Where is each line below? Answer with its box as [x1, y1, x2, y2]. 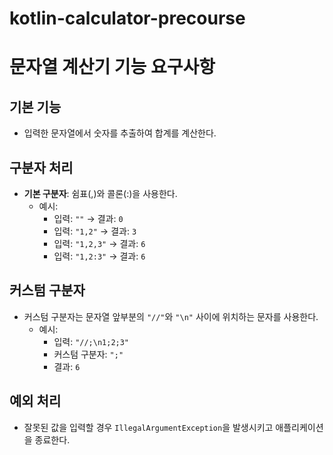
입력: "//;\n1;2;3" [53, 335, 130, 347]
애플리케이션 [275, 421, 324, 433]
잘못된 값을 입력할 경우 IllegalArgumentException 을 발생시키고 [23, 421, 274, 433]
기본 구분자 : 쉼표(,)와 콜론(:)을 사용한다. [23, 188, 178, 199]
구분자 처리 [9, 159, 74, 176]
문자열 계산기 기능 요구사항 [9, 56, 216, 79]
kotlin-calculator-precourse [9, 7, 246, 30]
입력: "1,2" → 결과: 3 [53, 225, 137, 237]
